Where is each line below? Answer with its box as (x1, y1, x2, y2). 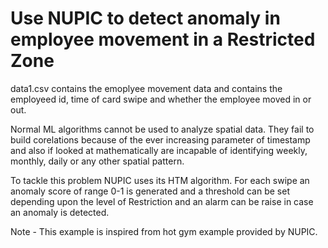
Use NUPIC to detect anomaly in (10, 7, 281, 30)
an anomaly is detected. (10, 206, 110, 218)
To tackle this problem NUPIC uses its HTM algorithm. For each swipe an (10, 174, 310, 186)
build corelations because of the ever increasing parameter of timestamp (10, 133, 311, 146)
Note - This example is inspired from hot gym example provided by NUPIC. (10, 225, 318, 237)
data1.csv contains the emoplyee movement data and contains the (10, 82, 283, 94)
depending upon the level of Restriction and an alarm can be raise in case (10, 195, 314, 207)
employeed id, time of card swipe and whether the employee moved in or (10, 93, 312, 105)
